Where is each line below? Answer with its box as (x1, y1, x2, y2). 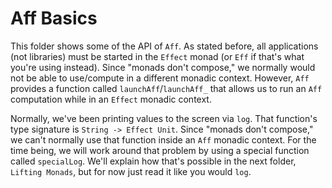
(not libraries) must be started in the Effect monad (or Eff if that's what (10, 50, 305, 62)
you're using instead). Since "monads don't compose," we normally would (10, 61, 316, 73)
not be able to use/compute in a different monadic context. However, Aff (10, 72, 310, 84)
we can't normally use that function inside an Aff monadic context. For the (10, 133, 317, 146)
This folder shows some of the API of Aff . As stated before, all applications (10, 40, 319, 52)
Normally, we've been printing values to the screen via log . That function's (10, 112, 318, 124)
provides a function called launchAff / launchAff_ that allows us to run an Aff (10, 82, 323, 94)
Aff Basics (10, 7, 98, 30)
